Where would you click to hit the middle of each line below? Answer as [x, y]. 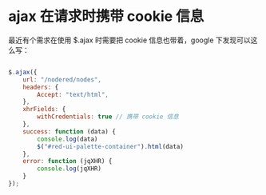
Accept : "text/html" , [73, 94]
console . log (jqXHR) [69, 169]
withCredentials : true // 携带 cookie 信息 [108, 117]
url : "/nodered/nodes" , [62, 80]
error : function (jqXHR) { [67, 161]
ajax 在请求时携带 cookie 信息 [106, 16]
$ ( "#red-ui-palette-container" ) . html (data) [110, 146]
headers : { [41, 87]
